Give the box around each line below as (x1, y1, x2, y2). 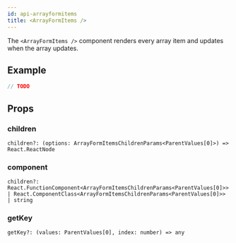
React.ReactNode (7, 146, 55, 153)
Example (7, 64, 47, 76)
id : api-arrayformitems (7, 10, 78, 18)
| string (7, 197, 33, 204)
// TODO (7, 83, 30, 90)
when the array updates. (7, 44, 79, 52)
